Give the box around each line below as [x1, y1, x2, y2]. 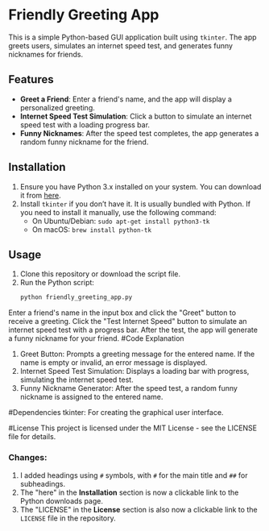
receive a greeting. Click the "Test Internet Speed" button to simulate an [8, 317, 247, 326]
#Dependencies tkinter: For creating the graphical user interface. [8, 408, 224, 417]
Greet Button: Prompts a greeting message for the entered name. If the [19, 349, 255, 359]
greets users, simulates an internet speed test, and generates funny [8, 40, 234, 50]
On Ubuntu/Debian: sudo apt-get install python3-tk [31, 216, 210, 226]
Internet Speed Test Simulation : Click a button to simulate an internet [19, 111, 252, 121]
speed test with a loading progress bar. [19, 119, 151, 130]
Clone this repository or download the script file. [19, 269, 181, 279]
